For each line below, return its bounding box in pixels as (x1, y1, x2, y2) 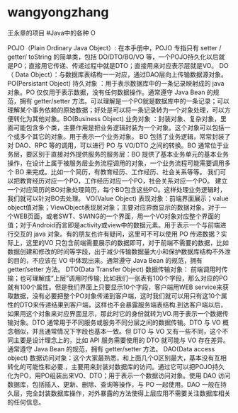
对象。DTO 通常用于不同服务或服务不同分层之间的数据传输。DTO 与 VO (13, 318, 221, 327)
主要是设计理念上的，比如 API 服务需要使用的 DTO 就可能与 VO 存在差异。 (13, 336, 229, 344)
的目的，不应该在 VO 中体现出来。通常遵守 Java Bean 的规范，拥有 (7, 256, 203, 264)
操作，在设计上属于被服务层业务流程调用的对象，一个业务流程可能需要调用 (7, 159, 225, 167)
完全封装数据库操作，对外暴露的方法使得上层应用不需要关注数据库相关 (25, 389, 231, 397)
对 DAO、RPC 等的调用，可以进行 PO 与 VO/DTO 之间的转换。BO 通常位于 (7, 141, 223, 149)
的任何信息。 (7, 397, 45, 406)
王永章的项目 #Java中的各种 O (7, 28, 96, 37)
